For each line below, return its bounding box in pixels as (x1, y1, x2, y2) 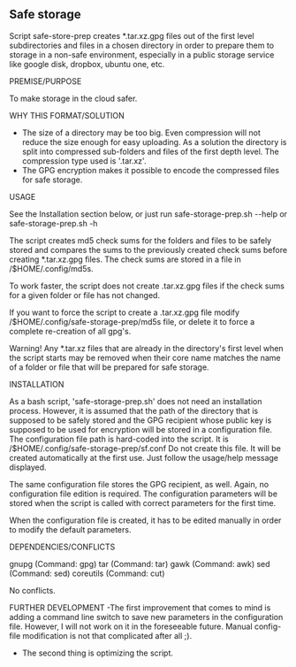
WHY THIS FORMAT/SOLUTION (9, 110, 125, 120)
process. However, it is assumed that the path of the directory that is (9, 405, 259, 416)
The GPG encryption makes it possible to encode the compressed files (21, 165, 280, 175)
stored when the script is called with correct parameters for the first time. (9, 497, 277, 508)
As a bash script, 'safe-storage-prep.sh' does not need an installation (9, 395, 262, 406)
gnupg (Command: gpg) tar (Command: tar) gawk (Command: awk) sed (9, 558, 271, 569)
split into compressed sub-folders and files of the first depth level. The (21, 146, 280, 157)
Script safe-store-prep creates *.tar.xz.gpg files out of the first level (9, 30, 254, 41)
